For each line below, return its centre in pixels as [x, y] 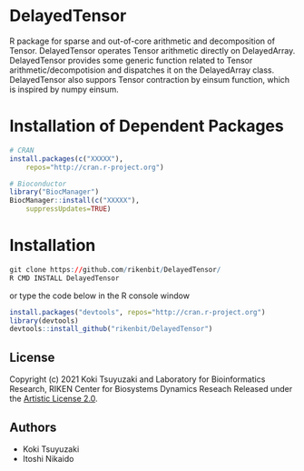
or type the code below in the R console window [100, 296]
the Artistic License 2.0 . [54, 399]
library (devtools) [44, 321]
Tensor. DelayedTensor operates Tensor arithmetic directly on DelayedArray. [152, 50]
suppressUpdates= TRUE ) [69, 209]
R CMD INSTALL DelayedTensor [64, 278]
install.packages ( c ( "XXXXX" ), [67, 159]
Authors [33, 427]
